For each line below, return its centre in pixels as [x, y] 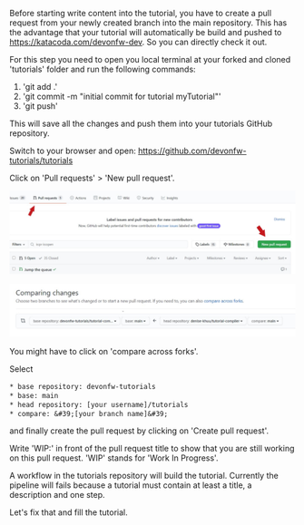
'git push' [40, 106]
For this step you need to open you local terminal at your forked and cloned [150, 59]
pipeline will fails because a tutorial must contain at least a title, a [131, 485]
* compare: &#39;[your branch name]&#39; [89, 413]
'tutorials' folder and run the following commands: [103, 69]
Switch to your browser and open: [73, 151]
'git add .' [40, 87]
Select [21, 369]
